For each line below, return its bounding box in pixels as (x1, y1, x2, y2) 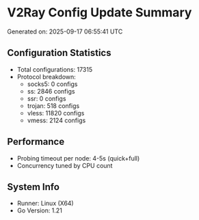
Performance (7, 136, 65, 148)
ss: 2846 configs (27, 87, 75, 95)
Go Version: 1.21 (16, 206, 63, 215)
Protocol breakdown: (16, 72, 77, 81)
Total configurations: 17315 (16, 65, 93, 73)
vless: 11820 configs (27, 109, 85, 117)
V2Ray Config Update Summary (7, 5, 192, 20)
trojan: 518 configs (27, 101, 80, 110)
